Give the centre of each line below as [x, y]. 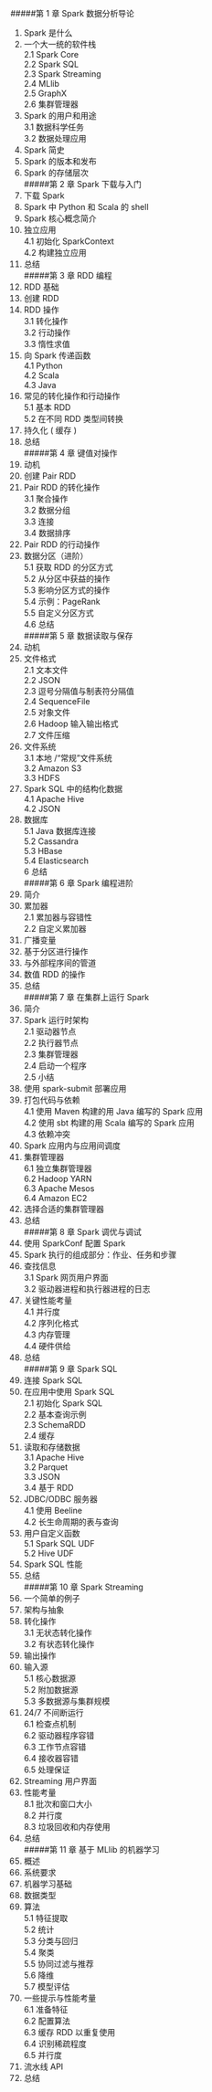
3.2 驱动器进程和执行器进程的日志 [87, 1289]
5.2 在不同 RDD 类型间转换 [74, 419]
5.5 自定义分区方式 [58, 613]
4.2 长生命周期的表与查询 [71, 1522]
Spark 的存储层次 [56, 173]
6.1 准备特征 [46, 2009]
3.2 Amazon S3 [53, 768]
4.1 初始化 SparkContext [69, 241]
